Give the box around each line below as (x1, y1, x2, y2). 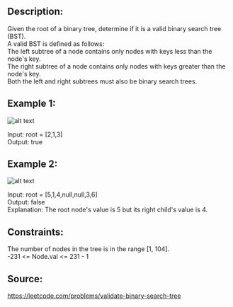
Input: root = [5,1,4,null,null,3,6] (7, 190, 98, 199)
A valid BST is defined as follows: (7, 39, 105, 48)
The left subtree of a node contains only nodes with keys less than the (7, 47, 212, 55)
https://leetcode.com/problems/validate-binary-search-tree (7, 291, 181, 300)
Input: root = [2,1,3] (7, 130, 63, 139)
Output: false (7, 198, 45, 207)
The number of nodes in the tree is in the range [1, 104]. (7, 245, 170, 253)
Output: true (7, 137, 43, 146)
